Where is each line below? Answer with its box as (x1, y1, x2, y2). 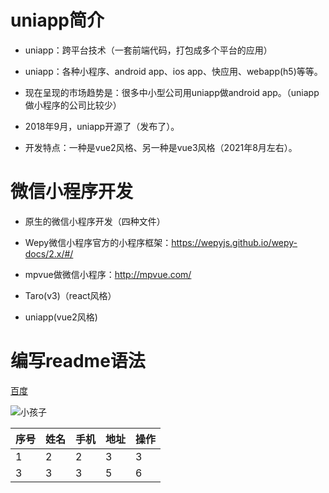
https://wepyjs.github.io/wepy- (171, 236, 298, 248)
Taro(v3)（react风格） (24, 289, 117, 301)
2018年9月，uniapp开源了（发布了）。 (24, 120, 180, 132)
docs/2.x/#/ (24, 247, 74, 260)
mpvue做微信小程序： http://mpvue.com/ (24, 268, 192, 280)
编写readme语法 (10, 350, 146, 373)
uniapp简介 (10, 9, 105, 32)
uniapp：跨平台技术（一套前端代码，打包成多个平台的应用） (24, 44, 273, 56)
